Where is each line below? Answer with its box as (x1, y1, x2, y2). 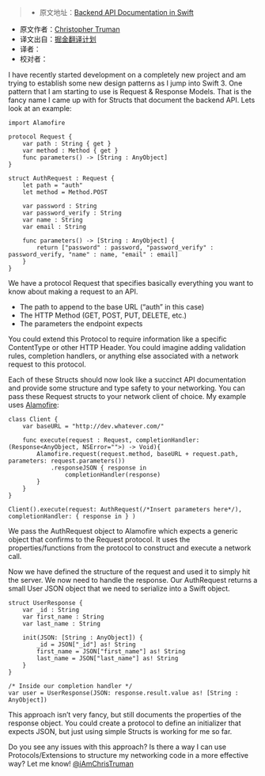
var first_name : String (22, 613, 104, 621)
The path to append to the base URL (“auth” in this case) (19, 302, 205, 311)
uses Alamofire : (8, 400, 59, 409)
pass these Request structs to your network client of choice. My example (8, 392, 247, 401)
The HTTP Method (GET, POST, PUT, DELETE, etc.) (19, 310, 187, 320)
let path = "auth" (22, 181, 83, 189)
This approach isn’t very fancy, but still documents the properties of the (8, 710, 242, 719)
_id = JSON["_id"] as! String (36, 641, 136, 649)
